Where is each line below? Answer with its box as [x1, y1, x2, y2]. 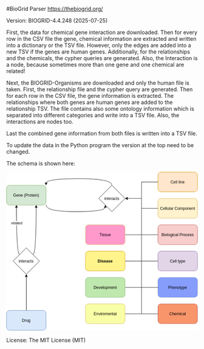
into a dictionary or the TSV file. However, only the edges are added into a [6, 42, 191, 49]
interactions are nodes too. [6, 118, 74, 125]
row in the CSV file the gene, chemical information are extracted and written [6, 35, 197, 42]
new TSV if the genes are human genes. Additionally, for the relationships [6, 48, 190, 55]
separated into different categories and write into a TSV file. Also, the [6, 112, 180, 119]
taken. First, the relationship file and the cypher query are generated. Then [6, 86, 193, 93]
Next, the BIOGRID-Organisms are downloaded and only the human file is [6, 79, 189, 86]
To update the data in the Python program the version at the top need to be [6, 142, 194, 148]
